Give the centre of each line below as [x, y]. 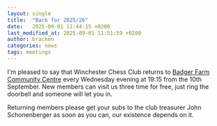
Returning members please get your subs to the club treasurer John [104, 107]
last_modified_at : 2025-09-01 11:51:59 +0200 [74, 33]
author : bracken [31, 39]
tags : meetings [29, 53]
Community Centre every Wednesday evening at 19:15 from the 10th [104, 79]
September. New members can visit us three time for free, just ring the [108, 87]
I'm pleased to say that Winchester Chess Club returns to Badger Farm [108, 72]
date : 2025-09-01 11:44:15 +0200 [59, 26]
